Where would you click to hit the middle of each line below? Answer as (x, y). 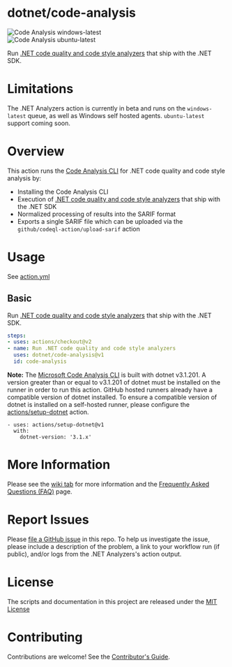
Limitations (40, 89)
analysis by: (24, 178)
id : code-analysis (40, 361)
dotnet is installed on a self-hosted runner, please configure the (99, 404)
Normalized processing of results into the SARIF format (96, 214)
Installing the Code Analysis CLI (63, 192)
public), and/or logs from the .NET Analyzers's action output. (95, 554)
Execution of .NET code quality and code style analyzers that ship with (119, 199)
